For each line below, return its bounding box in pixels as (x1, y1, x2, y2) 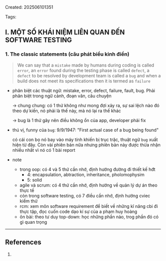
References (5, 238, 41, 247)
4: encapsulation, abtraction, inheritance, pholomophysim (27, 171, 145, 178)
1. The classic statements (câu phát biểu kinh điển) (5, 51, 129, 58)
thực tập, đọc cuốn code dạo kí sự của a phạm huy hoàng (19, 208, 137, 214)
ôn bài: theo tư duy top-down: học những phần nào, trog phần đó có (19, 213, 159, 220)
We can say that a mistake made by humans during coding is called (17, 62, 155, 68)
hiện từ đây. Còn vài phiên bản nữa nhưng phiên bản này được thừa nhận (12, 141, 161, 148)
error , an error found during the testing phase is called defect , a (17, 67, 150, 73)
